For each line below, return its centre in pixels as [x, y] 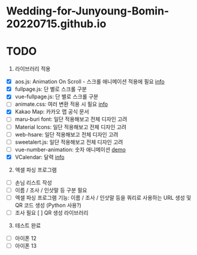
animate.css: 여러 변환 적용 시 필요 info [61, 104]
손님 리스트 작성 [33, 182]
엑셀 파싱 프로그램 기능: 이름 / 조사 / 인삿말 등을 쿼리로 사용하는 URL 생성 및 [103, 197]
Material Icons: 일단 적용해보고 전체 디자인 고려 [71, 127]
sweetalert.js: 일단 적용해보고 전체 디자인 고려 [69, 142]
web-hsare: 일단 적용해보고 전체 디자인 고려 [66, 134]
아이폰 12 [26, 238]
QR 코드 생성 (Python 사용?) [48, 205]
